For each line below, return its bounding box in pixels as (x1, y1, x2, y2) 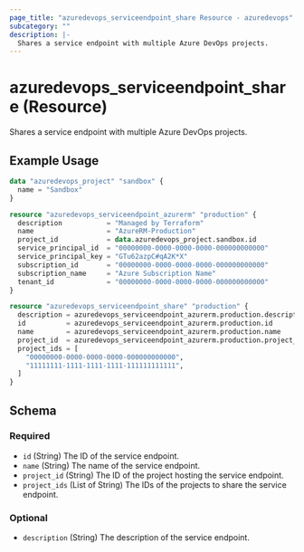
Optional (9, 511, 48, 524)
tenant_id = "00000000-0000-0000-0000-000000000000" (17, 277, 270, 286)
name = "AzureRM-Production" (17, 227, 196, 236)
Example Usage (9, 153, 100, 168)
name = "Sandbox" (17, 185, 83, 195)
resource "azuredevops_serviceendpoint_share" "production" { (9, 302, 249, 311)
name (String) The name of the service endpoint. (22, 460, 201, 471)
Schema (9, 403, 57, 418)
